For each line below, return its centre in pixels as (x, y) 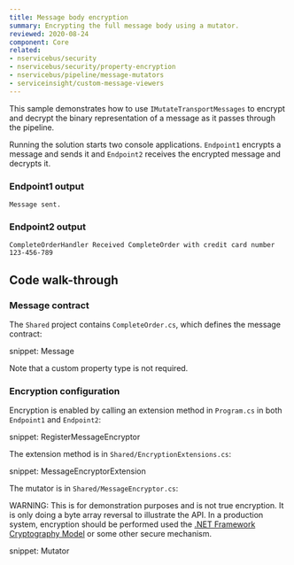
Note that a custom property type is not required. (99, 368)
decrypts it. (30, 163)
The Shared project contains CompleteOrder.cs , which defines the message (145, 324)
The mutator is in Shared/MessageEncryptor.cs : (94, 489)
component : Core (39, 42)
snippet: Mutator (39, 551)
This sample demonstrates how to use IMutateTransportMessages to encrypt (147, 108)
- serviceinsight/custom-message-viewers (87, 83)
